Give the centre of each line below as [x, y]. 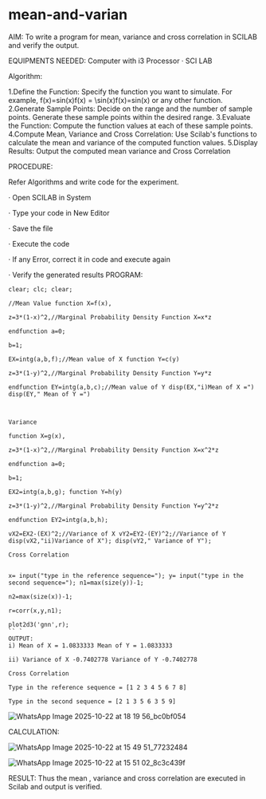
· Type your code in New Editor [59, 212]
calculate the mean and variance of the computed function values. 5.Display [133, 142]
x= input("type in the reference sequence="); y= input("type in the [126, 576]
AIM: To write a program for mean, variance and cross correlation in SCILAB [133, 37]
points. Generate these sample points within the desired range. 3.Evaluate [129, 117]
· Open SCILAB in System [50, 197]
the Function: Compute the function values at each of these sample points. [131, 125]
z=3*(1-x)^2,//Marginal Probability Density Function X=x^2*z [113, 450]
